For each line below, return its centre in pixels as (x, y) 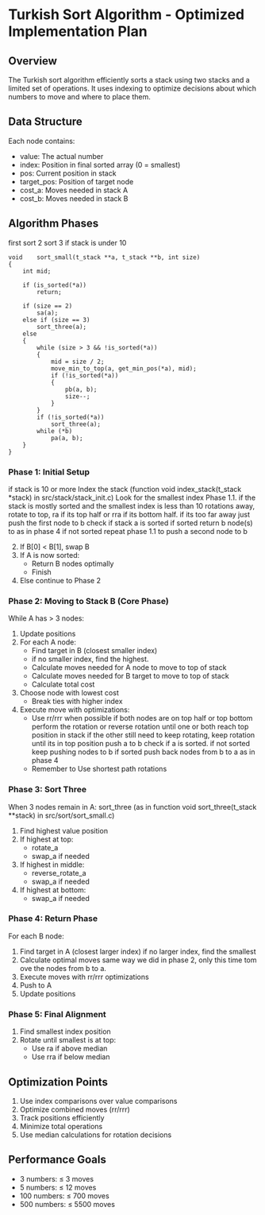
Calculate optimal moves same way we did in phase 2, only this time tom (138, 960)
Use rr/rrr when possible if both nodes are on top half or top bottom (142, 718)
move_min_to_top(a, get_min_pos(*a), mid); (123, 368)
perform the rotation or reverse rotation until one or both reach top (140, 727)
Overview (33, 61)
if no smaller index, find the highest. (90, 659)
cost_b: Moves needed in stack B (74, 198)
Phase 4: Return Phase (53, 919)
